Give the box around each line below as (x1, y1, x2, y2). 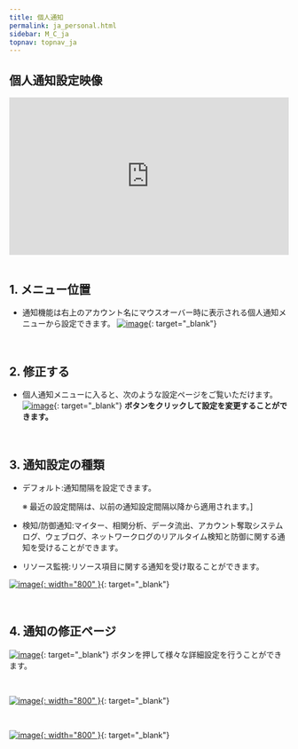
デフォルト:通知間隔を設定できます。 (21, 483, 157, 493)
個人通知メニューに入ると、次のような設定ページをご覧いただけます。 (21, 390, 278, 400)
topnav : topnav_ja (9, 37, 77, 47)
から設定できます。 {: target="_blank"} (45, 319, 217, 329)
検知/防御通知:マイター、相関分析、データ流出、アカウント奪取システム (21, 520, 284, 531)
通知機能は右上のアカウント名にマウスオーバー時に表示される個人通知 (21, 307, 279, 318)
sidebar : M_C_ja (9, 29, 69, 38)
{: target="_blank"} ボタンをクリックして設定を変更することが (53, 400, 280, 411)
